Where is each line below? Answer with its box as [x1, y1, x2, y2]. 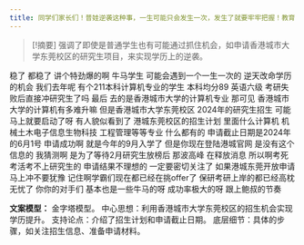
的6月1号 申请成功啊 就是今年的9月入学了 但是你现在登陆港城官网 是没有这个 [9, 138, 295, 149]
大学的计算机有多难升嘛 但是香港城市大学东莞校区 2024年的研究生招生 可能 [9, 103, 291, 114]
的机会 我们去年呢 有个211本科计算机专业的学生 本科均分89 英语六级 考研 [9, 81, 281, 92]
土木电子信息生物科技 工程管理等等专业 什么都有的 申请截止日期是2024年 [16, 126, 291, 137]
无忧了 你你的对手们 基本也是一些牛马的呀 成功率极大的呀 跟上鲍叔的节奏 [9, 183, 282, 194]
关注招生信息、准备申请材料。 [33, 225, 146, 236]
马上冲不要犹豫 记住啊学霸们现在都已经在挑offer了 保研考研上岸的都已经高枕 [9, 171, 296, 182]
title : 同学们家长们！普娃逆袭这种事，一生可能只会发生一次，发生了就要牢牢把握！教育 [9, 13, 296, 23]
